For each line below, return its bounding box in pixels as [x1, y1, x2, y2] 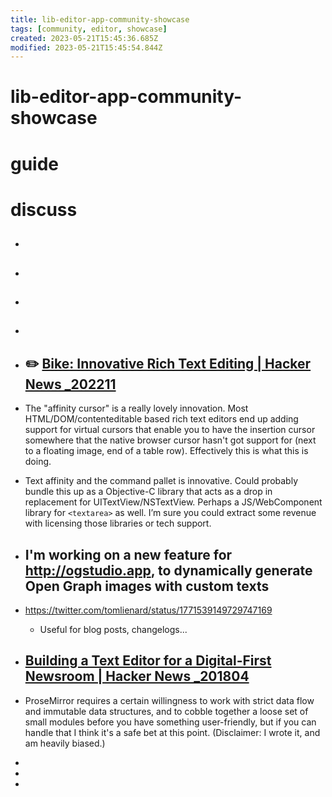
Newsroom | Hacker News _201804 [24, 668, 250, 685]
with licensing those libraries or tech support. [24, 517, 212, 530]
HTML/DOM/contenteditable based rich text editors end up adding [24, 413, 299, 425]
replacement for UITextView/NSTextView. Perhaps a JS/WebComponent [24, 496, 323, 508]
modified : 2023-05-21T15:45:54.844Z [10, 42, 163, 53]
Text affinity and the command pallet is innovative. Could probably [24, 475, 299, 487]
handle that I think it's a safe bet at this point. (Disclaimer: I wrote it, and [24, 726, 321, 738]
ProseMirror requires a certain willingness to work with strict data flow [24, 694, 315, 706]
